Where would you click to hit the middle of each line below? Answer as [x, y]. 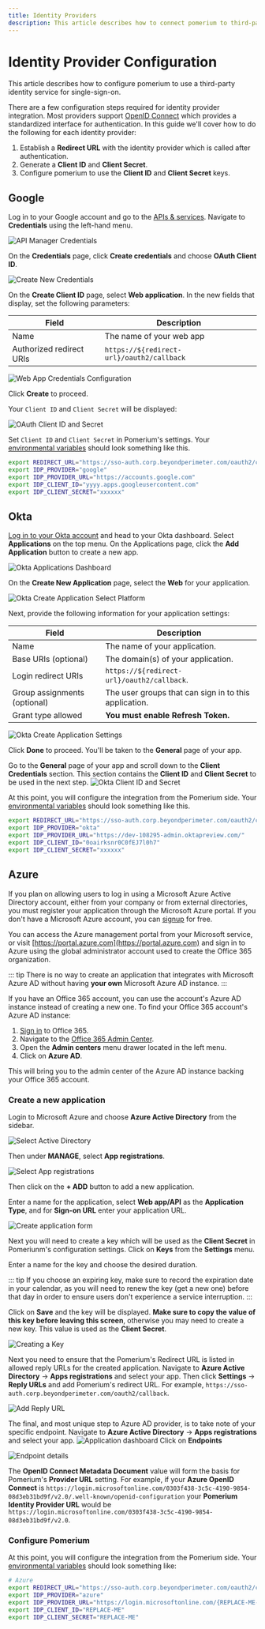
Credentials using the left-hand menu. [71, 225]
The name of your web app [155, 337]
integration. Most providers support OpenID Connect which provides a [122, 116]
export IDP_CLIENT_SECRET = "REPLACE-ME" [74, 1617]
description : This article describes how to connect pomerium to [118, 23]
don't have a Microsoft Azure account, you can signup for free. [110, 919]
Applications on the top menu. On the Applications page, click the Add [123, 544]
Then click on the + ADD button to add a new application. [101, 1187]
